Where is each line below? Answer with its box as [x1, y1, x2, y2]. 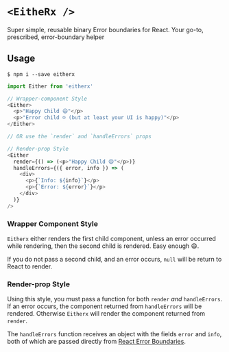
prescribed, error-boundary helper [7, 33, 105, 41]
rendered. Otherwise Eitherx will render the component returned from [7, 310, 206, 318]
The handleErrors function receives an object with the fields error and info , [7, 330, 222, 338]
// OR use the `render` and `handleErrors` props [7, 133, 152, 140]
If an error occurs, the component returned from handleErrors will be [7, 302, 202, 310]
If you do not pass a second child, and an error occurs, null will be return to [7, 255, 222, 263]
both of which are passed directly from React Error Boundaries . [7, 338, 186, 346]
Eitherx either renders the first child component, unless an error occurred [7, 234, 216, 242]
